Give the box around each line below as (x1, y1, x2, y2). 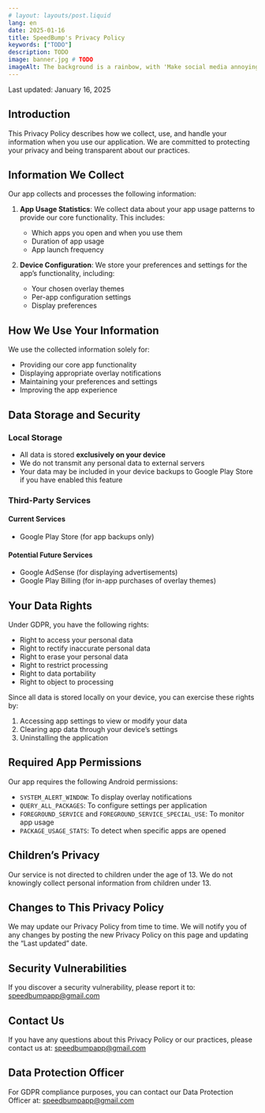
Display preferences (31, 301, 97, 311)
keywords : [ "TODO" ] (8, 41, 73, 49)
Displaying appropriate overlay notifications (19, 368, 162, 378)
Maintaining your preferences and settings (19, 377, 158, 387)
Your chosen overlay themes (31, 284, 125, 293)
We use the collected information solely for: (8, 345, 150, 354)
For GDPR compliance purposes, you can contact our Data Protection (8, 1087, 234, 1096)
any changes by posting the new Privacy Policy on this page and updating (8, 930, 248, 940)
